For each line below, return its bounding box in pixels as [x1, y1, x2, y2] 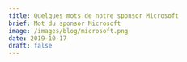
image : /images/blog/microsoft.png [8, 27, 129, 35]
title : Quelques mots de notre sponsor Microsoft [8, 11, 180, 20]
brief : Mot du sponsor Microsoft [8, 19, 121, 27]
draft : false [8, 42, 53, 50]
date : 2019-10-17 [8, 34, 67, 43]
